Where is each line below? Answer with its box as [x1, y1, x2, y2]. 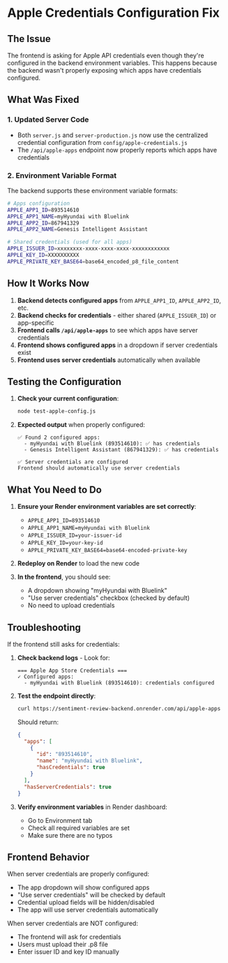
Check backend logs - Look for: [17, 653, 110, 662]
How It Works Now [7, 278, 89, 290]
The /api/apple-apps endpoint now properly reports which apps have [17, 146, 218, 154]
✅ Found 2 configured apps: [17, 434, 100, 442]
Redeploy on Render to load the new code [17, 559, 140, 568]
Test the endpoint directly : [17, 691, 96, 700]
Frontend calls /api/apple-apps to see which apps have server [17, 325, 198, 334]
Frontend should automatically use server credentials [17, 465, 181, 472]
